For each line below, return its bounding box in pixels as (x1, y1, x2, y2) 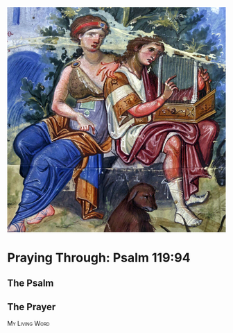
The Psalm (7, 277, 54, 289)
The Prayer (7, 301, 56, 313)
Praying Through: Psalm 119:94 (7, 250, 191, 266)
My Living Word (7, 319, 50, 328)
